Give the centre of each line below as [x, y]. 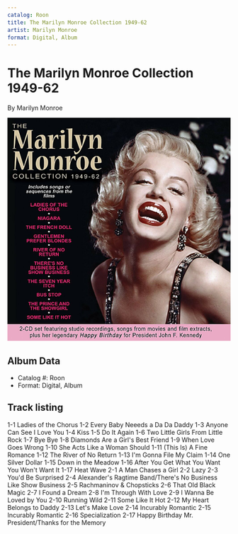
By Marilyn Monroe [35, 108]
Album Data [34, 361]
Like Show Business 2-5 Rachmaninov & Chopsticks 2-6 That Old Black [112, 484]
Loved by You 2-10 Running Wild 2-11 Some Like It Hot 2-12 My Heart [108, 500]
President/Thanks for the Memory [57, 522]
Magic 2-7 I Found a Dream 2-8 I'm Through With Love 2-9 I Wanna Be [111, 492]
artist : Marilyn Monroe [42, 30]
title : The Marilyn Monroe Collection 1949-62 [77, 22]
